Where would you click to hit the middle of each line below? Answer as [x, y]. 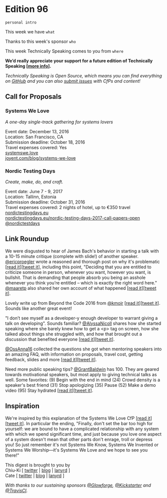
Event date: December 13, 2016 [37, 131]
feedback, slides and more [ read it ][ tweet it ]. [51, 359]
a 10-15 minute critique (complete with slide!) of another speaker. [72, 256]
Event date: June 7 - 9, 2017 [34, 191]
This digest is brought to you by [38, 465]
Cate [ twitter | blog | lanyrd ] [35, 476]
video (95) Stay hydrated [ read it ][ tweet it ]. [49, 390]
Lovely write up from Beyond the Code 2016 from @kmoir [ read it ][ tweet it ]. [83, 303]
